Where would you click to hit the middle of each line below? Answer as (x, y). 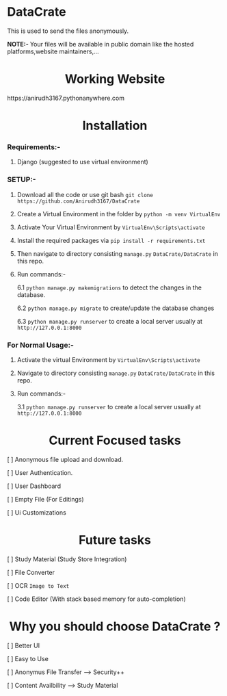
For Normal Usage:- (40, 345)
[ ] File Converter (31, 572)
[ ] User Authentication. (40, 472)
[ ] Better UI (23, 645)
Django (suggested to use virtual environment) (82, 162)
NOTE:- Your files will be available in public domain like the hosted (101, 44)
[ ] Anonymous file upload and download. (65, 459)
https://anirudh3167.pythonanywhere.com (66, 98)
